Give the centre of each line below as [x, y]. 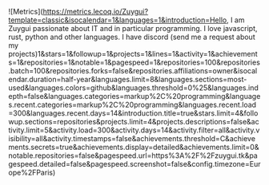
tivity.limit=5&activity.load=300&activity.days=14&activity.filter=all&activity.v [134, 130]
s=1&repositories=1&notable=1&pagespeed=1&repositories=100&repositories [134, 62]
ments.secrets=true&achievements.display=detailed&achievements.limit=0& [134, 147]
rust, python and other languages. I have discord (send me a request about [132, 37]
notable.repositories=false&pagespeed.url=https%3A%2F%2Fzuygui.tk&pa [133, 155]
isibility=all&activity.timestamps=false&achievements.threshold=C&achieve [132, 138]
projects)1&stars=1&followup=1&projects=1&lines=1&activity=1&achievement [133, 54]
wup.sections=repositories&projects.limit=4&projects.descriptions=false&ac [134, 122]
